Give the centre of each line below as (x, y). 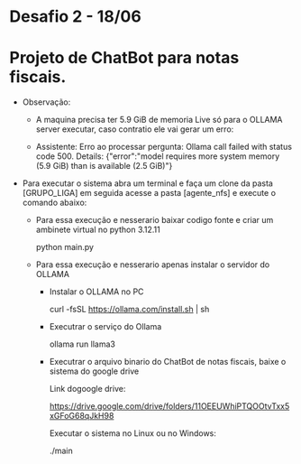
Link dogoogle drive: (87, 389)
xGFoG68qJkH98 (82, 416)
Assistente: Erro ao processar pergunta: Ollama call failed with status (164, 147)
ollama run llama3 (82, 344)
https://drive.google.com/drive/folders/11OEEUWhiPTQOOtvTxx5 (169, 406)
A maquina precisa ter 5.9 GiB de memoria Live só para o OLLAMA (159, 120)
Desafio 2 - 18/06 (75, 17)
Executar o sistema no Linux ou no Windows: (132, 433)
